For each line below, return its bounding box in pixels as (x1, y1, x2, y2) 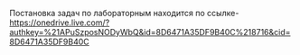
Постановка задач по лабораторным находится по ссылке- (9, 8, 239, 18)
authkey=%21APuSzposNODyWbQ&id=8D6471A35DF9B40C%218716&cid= (9, 27, 291, 37)
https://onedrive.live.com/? (9, 17, 110, 28)
